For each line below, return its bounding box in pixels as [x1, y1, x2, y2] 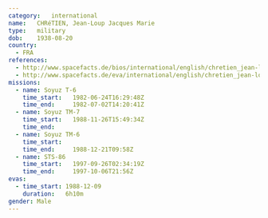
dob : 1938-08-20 [8, 34, 73, 42]
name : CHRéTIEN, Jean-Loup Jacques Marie [8, 19, 156, 27]
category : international [8, 11, 98, 20]
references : [8, 57, 48, 65]
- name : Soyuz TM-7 [15, 109, 81, 117]
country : [8, 42, 37, 50]
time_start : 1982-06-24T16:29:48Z [22, 93, 145, 101]
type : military [8, 26, 66, 34]
